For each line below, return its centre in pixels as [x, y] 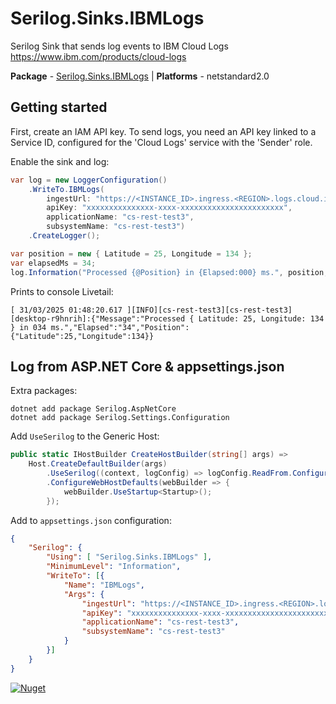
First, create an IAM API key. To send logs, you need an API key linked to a [163, 131]
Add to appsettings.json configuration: [91, 520]
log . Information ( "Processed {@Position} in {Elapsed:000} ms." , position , [169, 272]
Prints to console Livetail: [62, 291]
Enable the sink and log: [60, 161]
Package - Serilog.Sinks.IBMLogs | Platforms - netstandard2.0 [140, 76]
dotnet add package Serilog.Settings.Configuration [120, 418]
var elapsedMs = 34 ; [53, 263]
